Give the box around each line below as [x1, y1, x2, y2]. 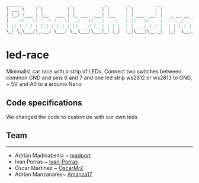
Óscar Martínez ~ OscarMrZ [14, 164, 84, 171]
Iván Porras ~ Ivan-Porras [14, 158, 78, 165]
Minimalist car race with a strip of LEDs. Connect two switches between [6, 68, 182, 75]
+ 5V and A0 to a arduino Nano [6, 81, 82, 88]
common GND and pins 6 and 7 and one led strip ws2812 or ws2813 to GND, [6, 74, 192, 81]
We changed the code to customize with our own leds [6, 114, 138, 120]
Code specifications [6, 98, 82, 108]
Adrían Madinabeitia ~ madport [14, 152, 91, 159]
